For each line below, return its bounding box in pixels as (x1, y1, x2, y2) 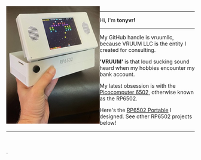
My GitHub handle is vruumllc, (99, 34, 175, 41)
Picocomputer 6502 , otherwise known (99, 89, 194, 96)
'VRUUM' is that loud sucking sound (99, 58, 190, 65)
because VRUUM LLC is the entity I (99, 40, 187, 47)
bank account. (99, 71, 135, 78)
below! (99, 119, 117, 126)
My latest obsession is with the (99, 82, 176, 89)
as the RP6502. (99, 95, 138, 102)
